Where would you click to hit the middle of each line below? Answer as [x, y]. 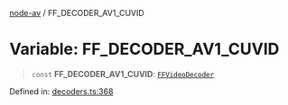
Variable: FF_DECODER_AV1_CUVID [144, 49]
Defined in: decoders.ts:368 [61, 91]
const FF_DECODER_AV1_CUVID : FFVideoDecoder [123, 74]
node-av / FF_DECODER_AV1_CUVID [77, 13]
